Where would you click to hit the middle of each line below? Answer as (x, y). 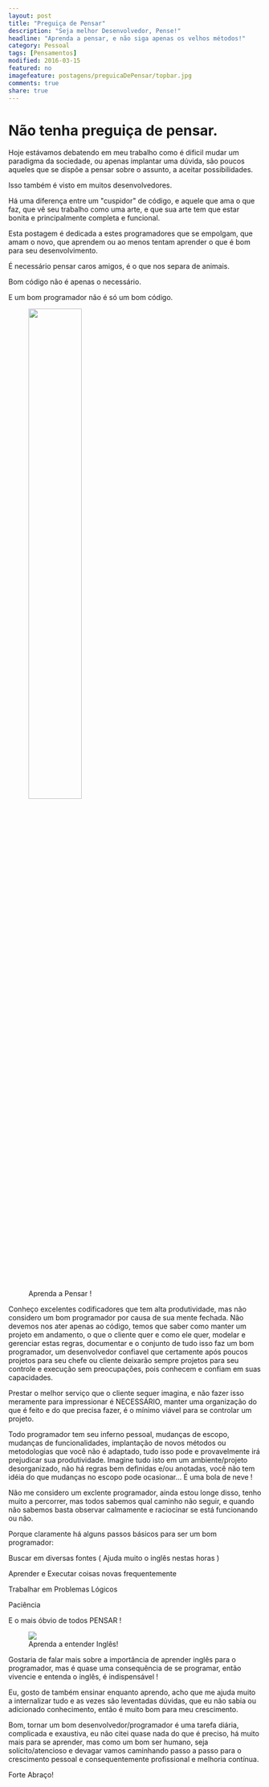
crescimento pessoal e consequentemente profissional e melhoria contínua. (134, 1760)
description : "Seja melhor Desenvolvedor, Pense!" (95, 31)
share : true (28, 91)
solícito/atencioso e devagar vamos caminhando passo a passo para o (125, 1751)
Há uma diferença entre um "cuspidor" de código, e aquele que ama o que (132, 201)
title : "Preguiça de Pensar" (57, 23)
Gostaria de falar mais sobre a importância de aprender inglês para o (122, 1660)
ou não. (21, 1518)
